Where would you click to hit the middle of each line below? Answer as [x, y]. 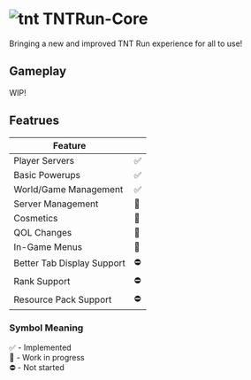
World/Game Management [68, 189]
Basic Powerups [47, 174]
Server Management [56, 204]
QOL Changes [43, 232]
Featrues [34, 121]
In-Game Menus [48, 246]
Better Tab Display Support [69, 263]
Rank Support [42, 282]
